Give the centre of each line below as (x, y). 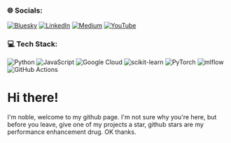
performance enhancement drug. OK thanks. (72, 132)
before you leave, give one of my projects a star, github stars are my (106, 124)
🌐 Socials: (25, 10)
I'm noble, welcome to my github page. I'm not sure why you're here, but (112, 116)
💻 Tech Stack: (33, 44)
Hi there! (33, 97)
